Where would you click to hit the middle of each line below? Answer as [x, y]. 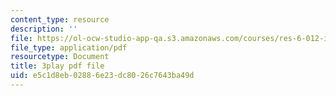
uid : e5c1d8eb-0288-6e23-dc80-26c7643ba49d [102, 76]
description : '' [44, 29]
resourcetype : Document [60, 57]
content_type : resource [60, 19]
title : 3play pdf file [57, 66]
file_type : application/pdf [69, 47]
